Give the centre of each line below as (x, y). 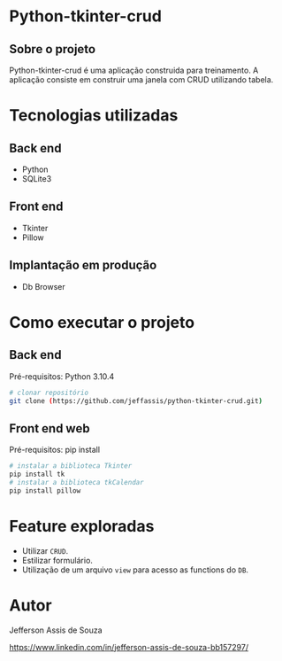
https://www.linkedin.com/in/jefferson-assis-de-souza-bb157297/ (129, 647)
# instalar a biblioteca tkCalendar (76, 482)
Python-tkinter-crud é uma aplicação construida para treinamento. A (134, 70)
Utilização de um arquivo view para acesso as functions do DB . (135, 570)
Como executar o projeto (102, 322)
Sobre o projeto (52, 49)
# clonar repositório (49, 393)
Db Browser (44, 286)
